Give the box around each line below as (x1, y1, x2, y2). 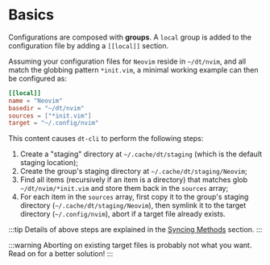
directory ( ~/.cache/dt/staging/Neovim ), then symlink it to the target (19, 201, 247, 210)
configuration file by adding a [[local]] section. (8, 40, 169, 50)
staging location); (19, 158, 79, 168)
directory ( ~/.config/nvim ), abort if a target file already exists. (19, 209, 226, 219)
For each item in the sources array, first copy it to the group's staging (19, 192, 249, 202)
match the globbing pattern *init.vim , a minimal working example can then (8, 64, 260, 74)
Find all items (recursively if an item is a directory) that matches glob (19, 175, 248, 184)
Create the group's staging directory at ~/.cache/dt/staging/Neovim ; (19, 167, 247, 176)
